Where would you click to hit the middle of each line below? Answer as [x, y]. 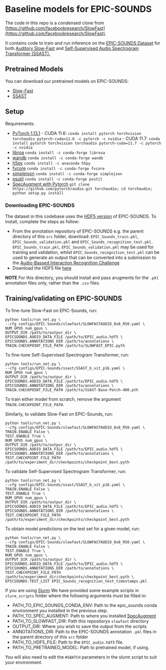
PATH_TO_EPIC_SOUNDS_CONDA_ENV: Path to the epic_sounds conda [85, 605]
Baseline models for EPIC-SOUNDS [79, 9]
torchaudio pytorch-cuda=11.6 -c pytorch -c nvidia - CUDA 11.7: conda [86, 138]
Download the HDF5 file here [42, 268]
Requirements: [20, 123]
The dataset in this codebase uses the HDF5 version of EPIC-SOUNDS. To [81, 216]
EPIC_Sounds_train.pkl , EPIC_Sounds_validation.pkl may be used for [83, 247]
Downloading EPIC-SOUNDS [40, 205]
